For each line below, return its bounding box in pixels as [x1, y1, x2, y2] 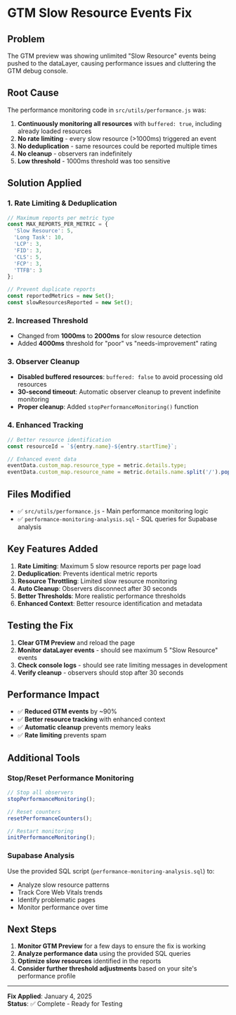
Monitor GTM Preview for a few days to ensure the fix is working [17, 942, 206, 950]
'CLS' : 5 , [13, 254, 42, 261]
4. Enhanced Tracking [7, 421, 84, 430]
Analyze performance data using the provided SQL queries [17, 949, 191, 958]
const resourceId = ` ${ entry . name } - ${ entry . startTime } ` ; [7, 442, 178, 450]
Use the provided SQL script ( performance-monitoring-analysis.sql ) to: [7, 866, 215, 875]
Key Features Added [7, 543, 98, 555]
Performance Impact [7, 688, 100, 700]
